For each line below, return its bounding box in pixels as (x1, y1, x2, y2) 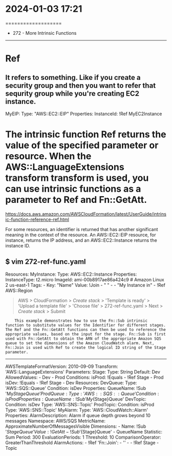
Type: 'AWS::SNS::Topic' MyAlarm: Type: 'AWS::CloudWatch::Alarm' (5, 407, 148, 413)
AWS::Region (5, 287, 33, 294)
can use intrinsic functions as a (5, 183, 141, 195)
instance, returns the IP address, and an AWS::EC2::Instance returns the (5, 237, 157, 243)
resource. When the (5, 151, 92, 162)
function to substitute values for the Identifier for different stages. (5, 322, 166, 328)
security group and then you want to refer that (5, 81, 156, 90)
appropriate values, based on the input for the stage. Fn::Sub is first (5, 331, 166, 337)
